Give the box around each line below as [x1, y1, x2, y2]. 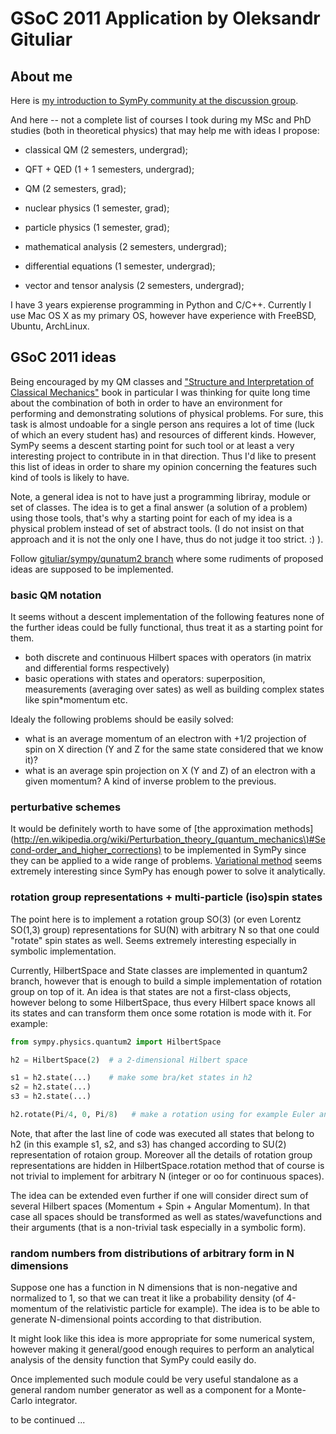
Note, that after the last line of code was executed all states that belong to [10, 1127, 315, 1139]
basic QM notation [10, 588, 102, 602]
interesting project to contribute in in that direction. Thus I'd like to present [10, 450, 317, 462]
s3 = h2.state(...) [10, 1092, 92, 1102]
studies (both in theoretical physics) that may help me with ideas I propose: [10, 125, 320, 136]
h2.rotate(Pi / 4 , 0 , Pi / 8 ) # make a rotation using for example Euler [10, 1110, 315, 1120]
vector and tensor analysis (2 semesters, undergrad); [24, 280, 245, 291]
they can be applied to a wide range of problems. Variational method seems [10, 855, 323, 867]
